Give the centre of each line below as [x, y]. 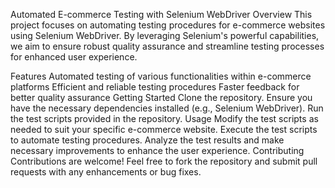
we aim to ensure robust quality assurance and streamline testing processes [167, 46]
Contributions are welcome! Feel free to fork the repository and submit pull [164, 161]
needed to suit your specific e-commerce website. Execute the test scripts [164, 129]
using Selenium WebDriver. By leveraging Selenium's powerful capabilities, [165, 35]
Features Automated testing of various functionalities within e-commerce [161, 76]
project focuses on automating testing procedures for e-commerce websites [168, 25]
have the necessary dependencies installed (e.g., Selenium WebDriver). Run [167, 108]
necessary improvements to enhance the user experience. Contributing [157, 150]
